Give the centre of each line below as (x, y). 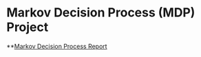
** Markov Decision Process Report (57, 46)
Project (28, 27)
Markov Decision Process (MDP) (101, 13)
